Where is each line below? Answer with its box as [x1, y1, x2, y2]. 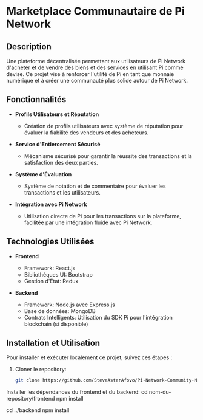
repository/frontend [6, 395, 55, 402]
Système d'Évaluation [15, 170, 72, 177]
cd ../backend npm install [6, 407, 70, 414]
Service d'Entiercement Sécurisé [15, 140, 101, 148]
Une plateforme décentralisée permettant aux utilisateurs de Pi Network [6, 58, 186, 64]
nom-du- [148, 388, 171, 396]
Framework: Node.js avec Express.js [24, 301, 115, 308]
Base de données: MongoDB [24, 307, 96, 314]
